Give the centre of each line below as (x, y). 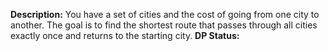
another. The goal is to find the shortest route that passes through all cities (164, 25)
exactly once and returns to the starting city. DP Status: (125, 35)
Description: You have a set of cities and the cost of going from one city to (165, 14)
